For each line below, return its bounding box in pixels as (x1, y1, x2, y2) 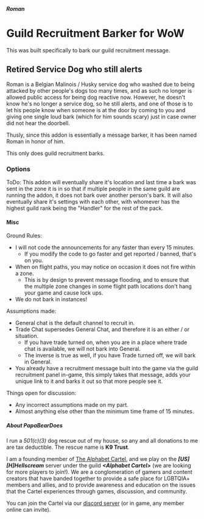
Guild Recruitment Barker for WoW (6, 27, 185, 40)
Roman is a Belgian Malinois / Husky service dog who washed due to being (6, 81, 195, 88)
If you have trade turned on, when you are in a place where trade (24, 338, 188, 346)
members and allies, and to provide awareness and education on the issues (6, 481, 196, 489)
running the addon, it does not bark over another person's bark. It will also (6, 191, 193, 199)
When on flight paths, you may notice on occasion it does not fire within (15, 263, 196, 271)
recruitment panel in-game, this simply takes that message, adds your (15, 371, 191, 379)
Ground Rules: (6, 232, 43, 240)
